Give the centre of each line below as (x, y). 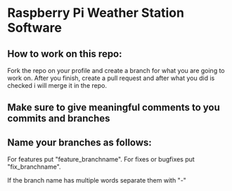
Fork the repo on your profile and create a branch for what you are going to (116, 71)
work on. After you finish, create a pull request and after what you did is (111, 78)
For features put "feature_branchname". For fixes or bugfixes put (101, 159)
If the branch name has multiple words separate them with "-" (97, 180)
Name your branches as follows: (80, 142)
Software (34, 28)
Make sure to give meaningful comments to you (114, 108)
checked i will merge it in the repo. (57, 85)
